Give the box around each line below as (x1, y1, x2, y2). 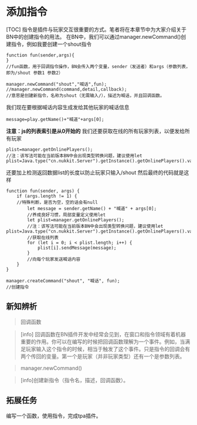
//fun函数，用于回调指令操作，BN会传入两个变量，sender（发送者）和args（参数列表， (6, 63, 191, 69)
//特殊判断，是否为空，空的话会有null (16, 199, 98, 205)
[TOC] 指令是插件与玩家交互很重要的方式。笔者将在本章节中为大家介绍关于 (6, 26, 186, 33)
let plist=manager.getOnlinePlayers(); (27, 217, 125, 223)
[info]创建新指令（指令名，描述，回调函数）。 (20, 376, 129, 383)
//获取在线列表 (27, 234, 59, 241)
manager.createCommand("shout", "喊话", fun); (6, 278, 120, 284)
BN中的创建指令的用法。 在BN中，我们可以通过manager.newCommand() (6, 33, 181, 40)
